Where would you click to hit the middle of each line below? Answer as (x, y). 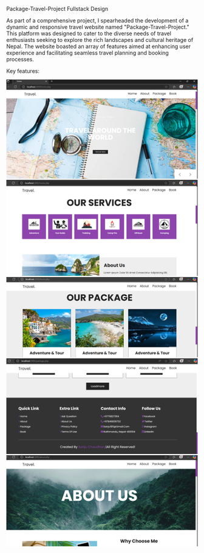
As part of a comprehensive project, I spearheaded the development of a (97, 20)
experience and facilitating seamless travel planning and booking (87, 53)
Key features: (23, 71)
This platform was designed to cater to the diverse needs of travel (89, 33)
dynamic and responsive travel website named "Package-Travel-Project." (98, 27)
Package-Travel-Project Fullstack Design (57, 9)
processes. (20, 59)
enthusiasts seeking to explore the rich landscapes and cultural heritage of (100, 40)
